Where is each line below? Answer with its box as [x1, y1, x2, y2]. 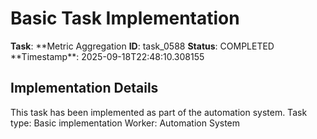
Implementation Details [10, 80, 159, 97]
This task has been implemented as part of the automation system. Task [10, 106, 308, 118]
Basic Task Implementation [10, 7, 240, 30]
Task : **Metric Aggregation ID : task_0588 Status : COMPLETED [10, 40, 275, 52]
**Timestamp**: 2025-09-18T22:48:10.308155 [10, 50, 205, 62]
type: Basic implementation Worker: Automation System [10, 117, 241, 129]
